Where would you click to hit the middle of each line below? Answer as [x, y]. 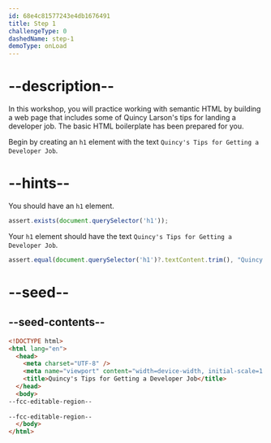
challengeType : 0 [38, 31]
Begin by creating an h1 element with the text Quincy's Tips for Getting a [134, 142]
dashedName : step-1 [41, 39]
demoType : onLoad [38, 46]
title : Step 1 [32, 24]
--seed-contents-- [57, 322]
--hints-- [39, 183]
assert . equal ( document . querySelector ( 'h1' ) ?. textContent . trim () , [121, 260]
